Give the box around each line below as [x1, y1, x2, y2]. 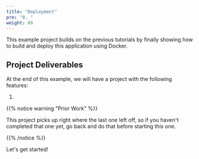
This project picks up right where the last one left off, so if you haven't [6, 117, 179, 124]
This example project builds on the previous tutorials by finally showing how [6, 36, 193, 43]
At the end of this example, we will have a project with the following [6, 76, 172, 83]
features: [6, 82, 29, 89]
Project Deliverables [6, 60, 84, 70]
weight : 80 [6, 20, 33, 26]
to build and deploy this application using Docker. [6, 42, 128, 49]
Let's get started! [6, 146, 49, 153]
